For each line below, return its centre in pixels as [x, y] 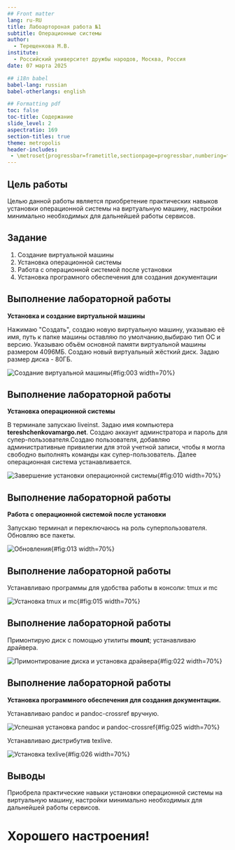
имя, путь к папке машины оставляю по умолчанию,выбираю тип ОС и [114, 337]
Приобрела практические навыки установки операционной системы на [115, 793]
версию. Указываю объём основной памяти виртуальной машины [107, 344]
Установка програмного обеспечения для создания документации [117, 277]
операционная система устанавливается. [70, 462]
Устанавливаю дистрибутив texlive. [60, 740]
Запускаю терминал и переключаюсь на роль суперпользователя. [107, 528]
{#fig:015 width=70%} [109, 601]
